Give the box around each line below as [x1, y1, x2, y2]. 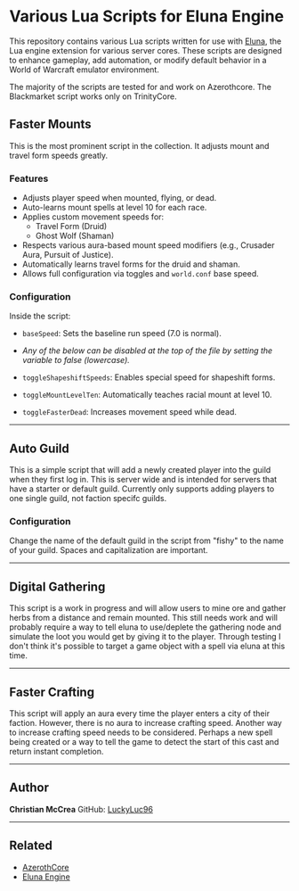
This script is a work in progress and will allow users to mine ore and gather [9, 603, 287, 614]
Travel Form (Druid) [35, 221, 108, 232]
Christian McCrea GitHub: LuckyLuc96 [9, 804, 154, 814]
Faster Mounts [9, 117, 92, 132]
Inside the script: [9, 310, 71, 322]
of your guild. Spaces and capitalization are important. [9, 545, 208, 556]
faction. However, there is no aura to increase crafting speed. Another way [9, 718, 282, 729]
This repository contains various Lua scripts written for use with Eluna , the [9, 36, 282, 46]
